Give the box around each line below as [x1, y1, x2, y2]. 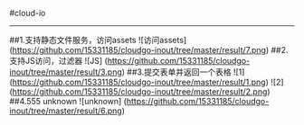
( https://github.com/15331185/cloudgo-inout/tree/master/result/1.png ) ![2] [9, 76, 284, 87]
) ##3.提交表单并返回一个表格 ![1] [121, 67, 245, 77]
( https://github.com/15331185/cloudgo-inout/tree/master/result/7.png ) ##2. [9, 45, 289, 55]
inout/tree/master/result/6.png [9, 105, 122, 116]
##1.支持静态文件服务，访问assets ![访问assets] [9, 35, 187, 45]
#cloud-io [9, 8, 46, 18]
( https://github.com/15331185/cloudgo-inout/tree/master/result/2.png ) [9, 86, 271, 97]
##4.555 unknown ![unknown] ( [9, 96, 127, 106]
